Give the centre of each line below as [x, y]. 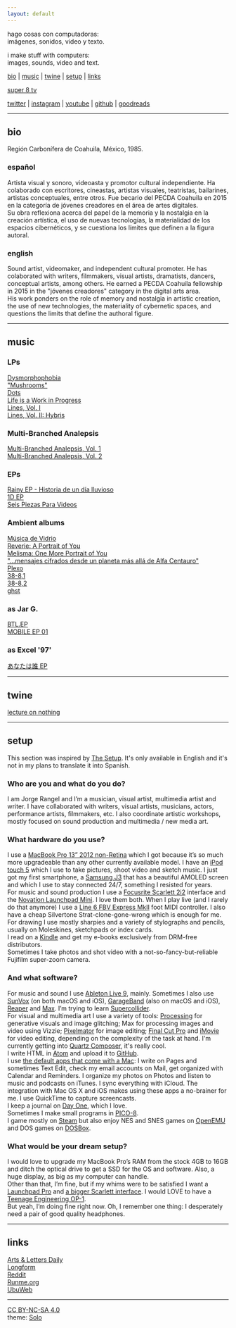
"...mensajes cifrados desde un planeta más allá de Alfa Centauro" [103, 560]
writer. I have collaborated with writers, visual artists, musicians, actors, [111, 806]
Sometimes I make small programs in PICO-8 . [73, 1113]
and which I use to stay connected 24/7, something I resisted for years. [110, 885]
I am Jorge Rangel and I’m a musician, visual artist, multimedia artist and [112, 799]
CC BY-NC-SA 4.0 [34, 1310]
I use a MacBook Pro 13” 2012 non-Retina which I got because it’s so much [115, 855]
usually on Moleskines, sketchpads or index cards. [80, 929]
